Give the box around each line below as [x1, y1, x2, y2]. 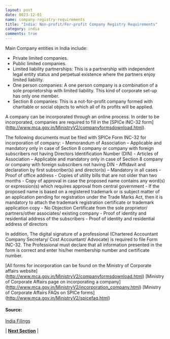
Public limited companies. [12, 61, 67, 66]
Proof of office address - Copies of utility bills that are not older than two [5, 172, 157, 178]
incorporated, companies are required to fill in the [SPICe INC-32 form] [5, 119, 154, 125]
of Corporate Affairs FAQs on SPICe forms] [5, 290, 95, 296]
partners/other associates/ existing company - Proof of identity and [5, 210, 147, 216]
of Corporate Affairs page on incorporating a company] [5, 279, 121, 284]
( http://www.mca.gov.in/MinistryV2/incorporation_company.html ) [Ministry [5, 284, 161, 290]
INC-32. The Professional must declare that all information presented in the [5, 242, 162, 248]
